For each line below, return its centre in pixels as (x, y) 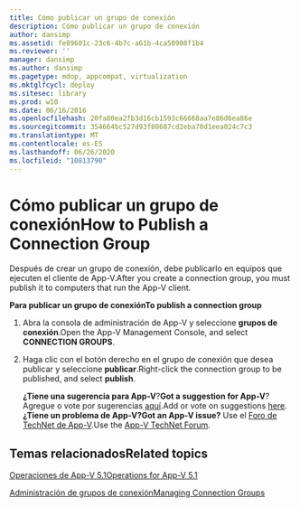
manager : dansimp (42, 60)
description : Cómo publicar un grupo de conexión (105, 26)
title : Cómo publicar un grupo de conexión (93, 18)
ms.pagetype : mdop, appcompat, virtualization (98, 77)
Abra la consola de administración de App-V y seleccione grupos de (150, 323)
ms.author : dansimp (46, 69)
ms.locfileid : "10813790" (58, 160)
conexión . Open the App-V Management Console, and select (135, 333)
